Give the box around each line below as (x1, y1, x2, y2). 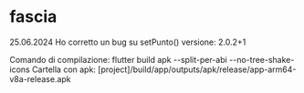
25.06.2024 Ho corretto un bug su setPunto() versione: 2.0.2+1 (9, 36, 246, 47)
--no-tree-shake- (229, 54, 295, 65)
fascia (9, 6, 58, 27)
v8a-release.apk (9, 73, 71, 84)
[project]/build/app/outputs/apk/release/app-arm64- (97, 64, 297, 75)
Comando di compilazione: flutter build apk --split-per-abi (9, 54, 228, 65)
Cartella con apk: (31, 64, 96, 75)
